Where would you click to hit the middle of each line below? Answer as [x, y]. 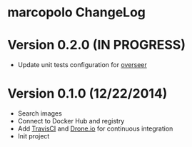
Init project [34, 136]
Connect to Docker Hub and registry [71, 121]
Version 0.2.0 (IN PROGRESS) [96, 45]
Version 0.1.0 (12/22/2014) [87, 94]
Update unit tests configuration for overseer [82, 65]
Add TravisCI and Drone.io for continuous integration [95, 128]
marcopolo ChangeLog [77, 12]
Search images [40, 113]
